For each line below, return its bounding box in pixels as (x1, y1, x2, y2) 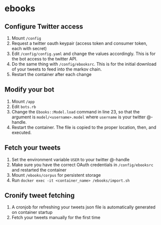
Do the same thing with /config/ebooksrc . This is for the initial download (11, 61, 157, 67)
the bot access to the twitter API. (11, 56, 78, 61)
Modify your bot (4, 86, 54, 94)
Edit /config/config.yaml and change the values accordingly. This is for (11, 51, 156, 56)
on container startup (11, 209, 53, 215)
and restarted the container (11, 167, 67, 173)
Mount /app (11, 98, 35, 104)
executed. (11, 130, 32, 135)
